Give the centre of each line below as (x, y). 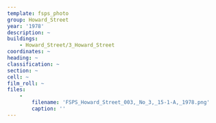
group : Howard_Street (38, 20)
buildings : (23, 39)
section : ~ (23, 70)
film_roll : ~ (26, 83)
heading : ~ (23, 58)
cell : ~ (18, 77)
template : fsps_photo (38, 13)
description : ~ (29, 32)
